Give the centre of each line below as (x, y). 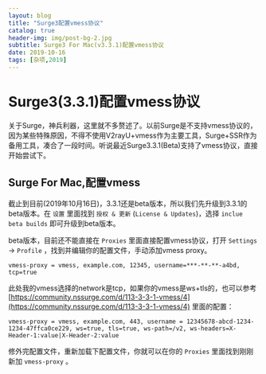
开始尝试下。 (29, 155)
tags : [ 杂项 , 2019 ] (37, 60)
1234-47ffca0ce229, (41, 328)
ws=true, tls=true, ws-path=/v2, (131, 328)
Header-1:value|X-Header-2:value (64, 335)
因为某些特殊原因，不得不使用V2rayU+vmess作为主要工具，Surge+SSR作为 (133, 135)
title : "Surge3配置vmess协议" (56, 23)
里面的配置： (213, 306)
